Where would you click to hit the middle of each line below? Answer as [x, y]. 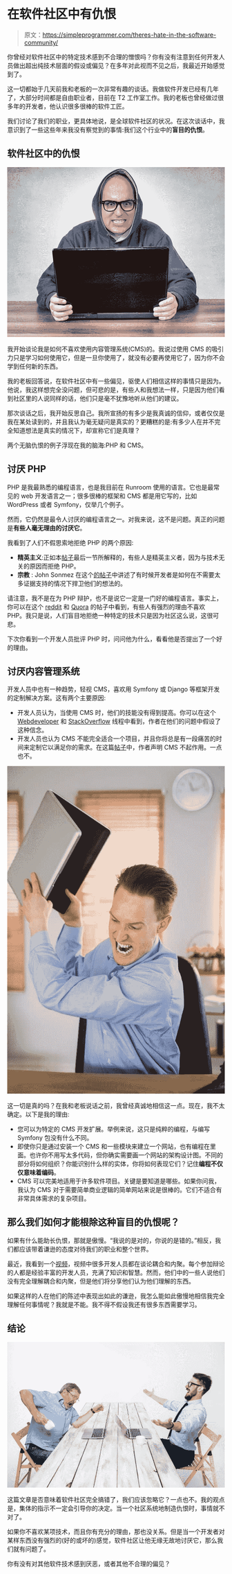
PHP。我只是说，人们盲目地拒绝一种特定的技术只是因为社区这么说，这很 [110, 615]
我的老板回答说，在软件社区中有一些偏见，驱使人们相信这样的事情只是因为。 [116, 381]
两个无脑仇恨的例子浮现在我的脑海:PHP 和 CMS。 [77, 445]
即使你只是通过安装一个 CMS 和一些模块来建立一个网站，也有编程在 [114, 1146]
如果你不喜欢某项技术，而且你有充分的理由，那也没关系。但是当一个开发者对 [116, 1531]
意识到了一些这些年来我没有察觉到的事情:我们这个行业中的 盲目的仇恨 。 [108, 130]
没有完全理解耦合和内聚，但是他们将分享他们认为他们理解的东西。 [101, 1281]
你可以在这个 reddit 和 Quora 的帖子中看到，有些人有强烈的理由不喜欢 [106, 607]
